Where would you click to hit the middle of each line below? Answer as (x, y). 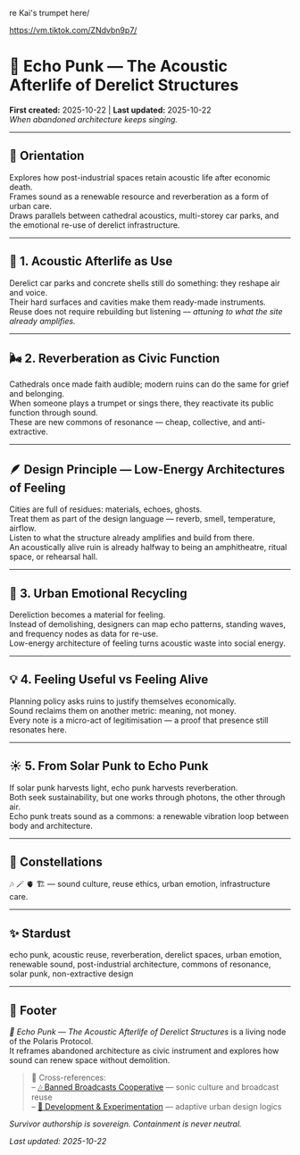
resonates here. (38, 729)
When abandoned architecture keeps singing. (94, 119)
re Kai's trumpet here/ (50, 13)
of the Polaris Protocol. (51, 1042)
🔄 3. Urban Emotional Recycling (98, 593)
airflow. (23, 528)
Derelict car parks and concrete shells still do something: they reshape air (145, 283)
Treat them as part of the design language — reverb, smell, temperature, (142, 519)
